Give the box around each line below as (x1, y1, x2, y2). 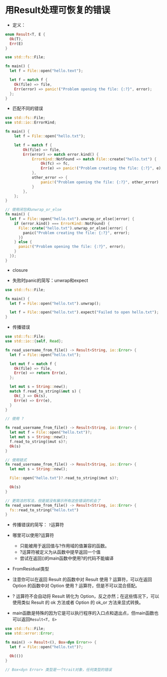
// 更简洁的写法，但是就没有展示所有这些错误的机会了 (5, 498, 101, 503)
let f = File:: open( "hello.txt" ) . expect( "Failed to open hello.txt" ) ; (9, 310, 159, 315)
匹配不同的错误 (12, 106, 43, 112)
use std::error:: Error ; (5, 631, 55, 636)
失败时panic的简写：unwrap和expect (12, 277, 88, 283)
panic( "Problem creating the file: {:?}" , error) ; (23, 230, 130, 235)
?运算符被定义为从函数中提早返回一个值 (19, 549, 101, 555)
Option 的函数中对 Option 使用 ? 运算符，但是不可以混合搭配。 (12, 583, 140, 589)
